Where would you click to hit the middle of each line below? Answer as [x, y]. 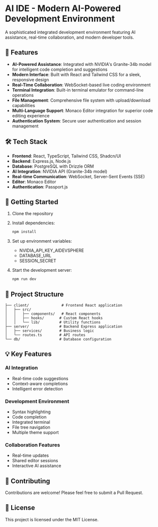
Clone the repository [32, 214]
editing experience [31, 116]
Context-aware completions [40, 384]
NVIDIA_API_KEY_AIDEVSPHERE [52, 250]
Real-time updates [31, 455]
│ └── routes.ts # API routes [45, 335]
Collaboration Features [33, 445]
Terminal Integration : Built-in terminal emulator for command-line [78, 90]
